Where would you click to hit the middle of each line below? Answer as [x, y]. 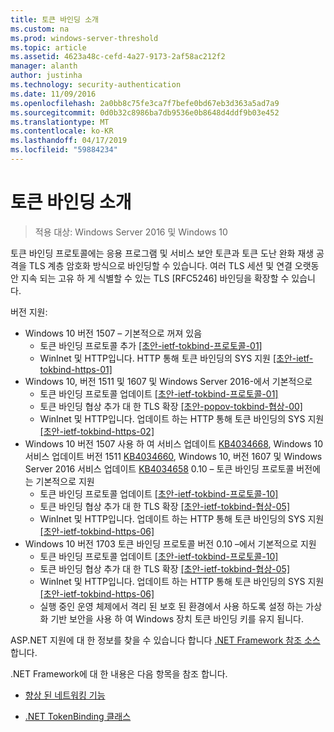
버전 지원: [29, 312]
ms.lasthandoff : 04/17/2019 [69, 141]
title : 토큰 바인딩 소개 [55, 19]
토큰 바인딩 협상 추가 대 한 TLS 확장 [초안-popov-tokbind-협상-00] [171, 406]
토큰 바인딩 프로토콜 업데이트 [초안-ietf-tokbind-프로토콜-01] [159, 393]
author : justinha [46, 76]
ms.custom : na [40, 29]
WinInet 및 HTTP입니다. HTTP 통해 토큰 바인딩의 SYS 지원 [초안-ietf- [176, 358]
